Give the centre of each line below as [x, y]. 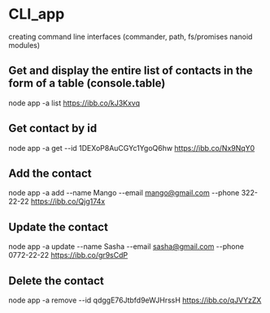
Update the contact [58, 227]
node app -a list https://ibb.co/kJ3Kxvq [74, 103]
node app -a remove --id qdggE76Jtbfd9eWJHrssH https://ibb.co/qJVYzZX [135, 300]
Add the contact [50, 173]
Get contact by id [53, 129]
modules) [24, 45]
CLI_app [37, 14]
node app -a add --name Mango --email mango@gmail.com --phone [124, 193]
